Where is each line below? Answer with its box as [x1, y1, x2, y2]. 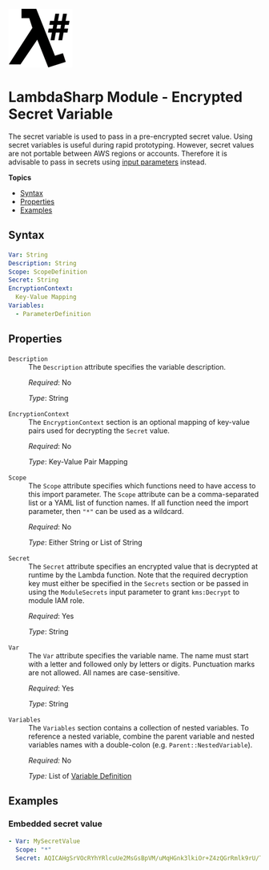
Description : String [8, 259, 78, 267]
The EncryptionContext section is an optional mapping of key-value [28, 417, 251, 427]
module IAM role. [28, 595, 86, 605]
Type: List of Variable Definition [28, 771, 132, 780]
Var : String [8, 250, 48, 259]
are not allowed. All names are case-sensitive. [28, 667, 180, 678]
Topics [8, 172, 32, 182]
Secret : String [8, 276, 59, 285]
